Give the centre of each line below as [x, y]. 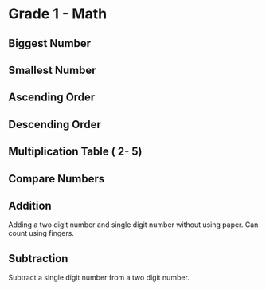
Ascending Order [52, 98]
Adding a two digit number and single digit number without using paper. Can [133, 225]
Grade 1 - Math [58, 14]
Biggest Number [50, 43]
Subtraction [38, 259]
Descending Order [55, 124]
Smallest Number [52, 70]
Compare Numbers [57, 179]
